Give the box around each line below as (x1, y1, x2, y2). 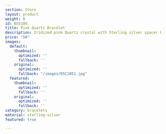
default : (9, 44, 28, 49)
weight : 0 (5, 16, 26, 21)
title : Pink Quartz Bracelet (5, 26, 65, 31)
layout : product (5, 12, 39, 17)
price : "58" (5, 35, 30, 40)
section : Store (5, 7, 37, 12)
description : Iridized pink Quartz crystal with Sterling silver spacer (5, 30, 158, 35)
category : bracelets (5, 108, 48, 113)
